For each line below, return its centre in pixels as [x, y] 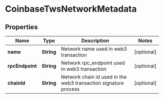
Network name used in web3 [94, 49]
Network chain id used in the [94, 77]
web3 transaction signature [92, 83]
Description [95, 41]
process [70, 89]
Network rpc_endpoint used [93, 63]
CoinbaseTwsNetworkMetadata [71, 9]
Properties [21, 27]
